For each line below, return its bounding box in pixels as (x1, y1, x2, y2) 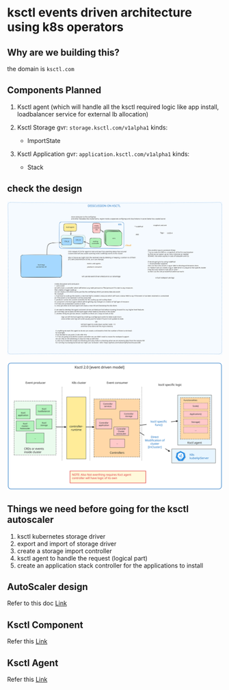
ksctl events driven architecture (7, 5, 193, 21)
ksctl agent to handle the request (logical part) (16, 554, 148, 562)
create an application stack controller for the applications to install (16, 561, 204, 570)
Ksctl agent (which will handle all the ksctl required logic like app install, (16, 103, 219, 111)
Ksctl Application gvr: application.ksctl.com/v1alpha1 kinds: (16, 149, 190, 158)
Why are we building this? (7, 47, 120, 58)
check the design (7, 183, 83, 194)
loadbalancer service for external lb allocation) (16, 110, 149, 118)
